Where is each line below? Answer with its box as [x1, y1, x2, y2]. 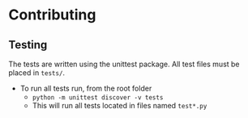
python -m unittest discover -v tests [32, 94, 164, 102]
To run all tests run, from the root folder [19, 83, 152, 93]
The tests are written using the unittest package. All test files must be [8, 59, 241, 69]
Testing [8, 38, 48, 52]
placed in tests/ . [8, 68, 66, 78]
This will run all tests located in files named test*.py [32, 101, 207, 110]
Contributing [8, 6, 96, 24]
